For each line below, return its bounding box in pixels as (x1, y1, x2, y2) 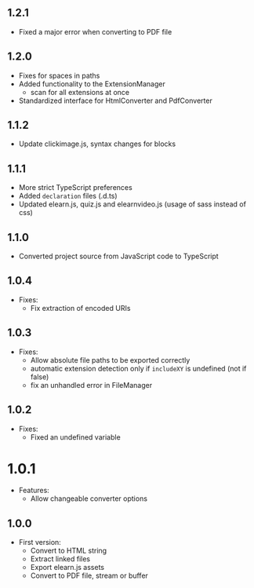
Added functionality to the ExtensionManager (18, 79, 165, 89)
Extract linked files (30, 554, 91, 564)
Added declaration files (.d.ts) (18, 192, 118, 201)
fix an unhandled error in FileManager (30, 380, 153, 389)
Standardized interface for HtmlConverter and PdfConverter (18, 96, 212, 105)
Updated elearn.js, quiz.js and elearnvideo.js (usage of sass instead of (18, 199, 246, 209)
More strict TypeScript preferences (18, 183, 132, 192)
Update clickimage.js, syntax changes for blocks (18, 139, 176, 148)
